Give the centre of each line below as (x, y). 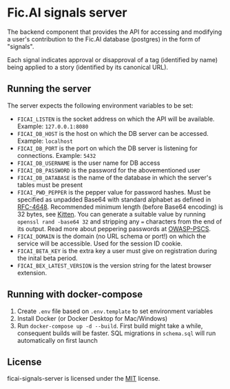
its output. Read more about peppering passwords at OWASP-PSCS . (114, 228)
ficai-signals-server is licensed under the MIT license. (84, 379)
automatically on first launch (57, 340)
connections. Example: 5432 (56, 155)
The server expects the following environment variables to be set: (100, 106)
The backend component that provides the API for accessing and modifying (115, 32)
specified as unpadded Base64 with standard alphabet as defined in (114, 199)
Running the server (49, 89)
